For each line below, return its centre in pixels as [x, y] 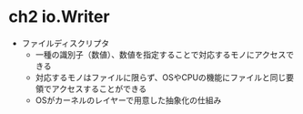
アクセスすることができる [99, 88]
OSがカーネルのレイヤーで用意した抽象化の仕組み [128, 100]
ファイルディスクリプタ [66, 43]
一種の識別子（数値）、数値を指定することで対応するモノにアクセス [161, 54]
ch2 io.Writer [59, 17]
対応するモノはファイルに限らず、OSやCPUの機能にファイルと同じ [161, 77]
